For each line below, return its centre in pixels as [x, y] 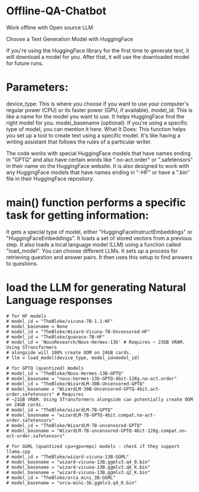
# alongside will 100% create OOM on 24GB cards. [69, 353]
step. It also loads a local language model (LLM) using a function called [94, 244]
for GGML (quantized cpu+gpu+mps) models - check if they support [96, 446]
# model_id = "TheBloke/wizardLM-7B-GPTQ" [60, 410]
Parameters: [37, 87]
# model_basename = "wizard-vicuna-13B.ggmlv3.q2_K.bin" [78, 472]
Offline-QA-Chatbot [56, 11]
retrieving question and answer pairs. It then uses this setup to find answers [99, 257]
